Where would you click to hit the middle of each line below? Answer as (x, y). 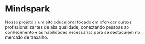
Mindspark (27, 9)
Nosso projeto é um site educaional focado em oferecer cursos (68, 22)
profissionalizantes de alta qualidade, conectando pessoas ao (67, 27)
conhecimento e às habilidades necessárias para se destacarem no (72, 32)
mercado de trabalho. (27, 37)
